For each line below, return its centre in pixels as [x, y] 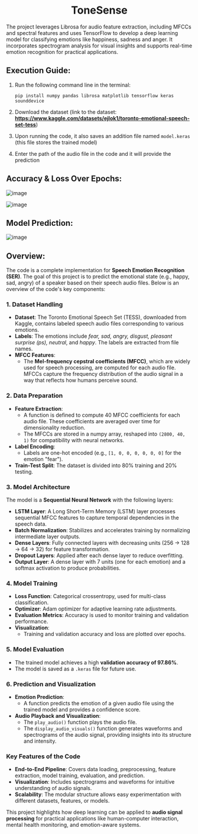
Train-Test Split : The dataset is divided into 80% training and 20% [96, 465]
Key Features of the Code [43, 756]
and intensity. [40, 741]
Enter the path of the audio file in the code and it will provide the [93, 154]
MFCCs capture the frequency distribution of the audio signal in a [103, 374]
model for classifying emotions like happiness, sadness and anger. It [90, 39]
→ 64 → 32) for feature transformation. [62, 549]
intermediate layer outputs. [48, 536]
